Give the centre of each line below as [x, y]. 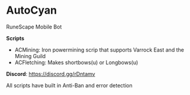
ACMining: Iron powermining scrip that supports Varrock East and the [99, 50]
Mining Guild [30, 56]
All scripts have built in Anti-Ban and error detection [69, 85]
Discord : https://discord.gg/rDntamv [51, 74]
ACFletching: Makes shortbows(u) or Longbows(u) [76, 62]
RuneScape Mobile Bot [34, 27]
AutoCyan [32, 10]
